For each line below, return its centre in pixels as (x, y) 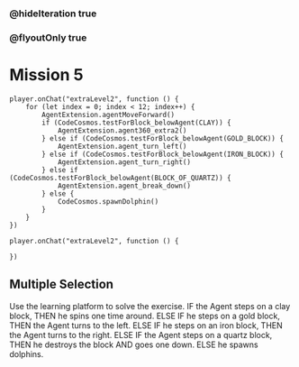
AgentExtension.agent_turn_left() (122, 146)
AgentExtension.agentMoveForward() (109, 115)
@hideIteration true (53, 14)
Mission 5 (46, 75)
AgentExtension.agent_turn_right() (124, 162)
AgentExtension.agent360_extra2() (122, 130)
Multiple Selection (62, 284)
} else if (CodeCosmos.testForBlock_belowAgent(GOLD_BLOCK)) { (163, 138)
